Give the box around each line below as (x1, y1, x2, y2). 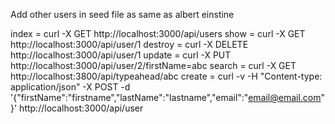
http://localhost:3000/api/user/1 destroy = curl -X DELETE (10, 39, 249, 50)
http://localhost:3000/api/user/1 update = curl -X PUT (10, 49, 232, 61)
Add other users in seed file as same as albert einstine (10, 9, 235, 20)
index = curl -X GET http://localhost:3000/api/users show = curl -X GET (10, 28, 306, 39)
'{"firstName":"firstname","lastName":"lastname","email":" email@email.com (10, 92, 322, 103)
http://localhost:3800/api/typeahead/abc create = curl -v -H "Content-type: (10, 70, 323, 82)
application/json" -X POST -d (10, 81, 131, 93)
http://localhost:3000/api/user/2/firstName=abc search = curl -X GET (10, 60, 297, 71)
